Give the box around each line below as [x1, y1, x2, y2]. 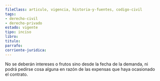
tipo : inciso [5, 30, 32, 34]
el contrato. [5, 71, 28, 77]
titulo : [5, 39, 21, 44]
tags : [5, 12, 16, 16]
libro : [5, 34, 18, 39]
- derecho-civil [5, 16, 38, 21]
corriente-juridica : [5, 48, 47, 52]
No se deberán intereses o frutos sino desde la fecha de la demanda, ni [5, 61, 148, 67]
